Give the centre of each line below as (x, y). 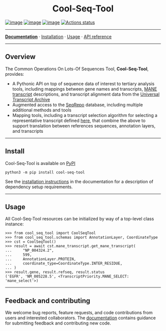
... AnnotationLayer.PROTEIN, (41, 259)
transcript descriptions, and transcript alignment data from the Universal (86, 94)
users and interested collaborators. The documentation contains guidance (81, 318)
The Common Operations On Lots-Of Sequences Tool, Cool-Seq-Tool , (77, 69)
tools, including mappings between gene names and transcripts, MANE (84, 89)
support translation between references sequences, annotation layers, (84, 126)
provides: (15, 74)
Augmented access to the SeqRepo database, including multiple (78, 105)
